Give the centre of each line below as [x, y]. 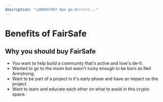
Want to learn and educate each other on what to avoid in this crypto [81, 89]
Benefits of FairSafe [46, 33]
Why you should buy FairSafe [50, 51]
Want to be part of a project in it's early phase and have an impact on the [85, 79]
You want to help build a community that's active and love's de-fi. [77, 63]
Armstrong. [23, 73]
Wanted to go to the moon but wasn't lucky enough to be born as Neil [81, 68]
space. [19, 94]
